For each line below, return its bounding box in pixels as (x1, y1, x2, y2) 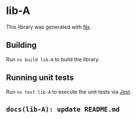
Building (6, 40, 37, 50)
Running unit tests (6, 73, 74, 83)
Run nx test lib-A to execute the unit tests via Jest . (6, 88, 132, 95)
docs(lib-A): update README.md (6, 105, 120, 113)
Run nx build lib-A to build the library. (6, 55, 100, 62)
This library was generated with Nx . (6, 23, 92, 30)
